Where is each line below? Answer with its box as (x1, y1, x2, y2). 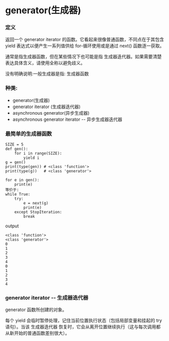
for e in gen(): (5, 178, 39, 183)
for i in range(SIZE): (14, 151, 62, 156)
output (5, 223, 19, 229)
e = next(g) (23, 201, 49, 206)
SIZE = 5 (5, 142, 24, 147)
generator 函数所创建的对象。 (5, 306, 67, 313)
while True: (5, 192, 30, 197)
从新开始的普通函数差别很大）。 (5, 330, 70, 336)
